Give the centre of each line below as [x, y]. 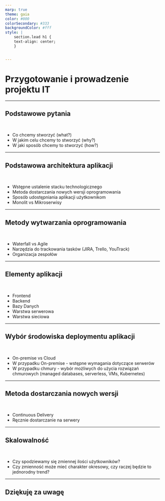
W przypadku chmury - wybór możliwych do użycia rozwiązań [75, 368]
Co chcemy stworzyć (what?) [42, 135]
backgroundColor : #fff [28, 28]
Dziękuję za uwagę [35, 492]
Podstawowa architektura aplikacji [59, 165]
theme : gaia [17, 14]
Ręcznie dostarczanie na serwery [46, 420]
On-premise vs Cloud [34, 358]
